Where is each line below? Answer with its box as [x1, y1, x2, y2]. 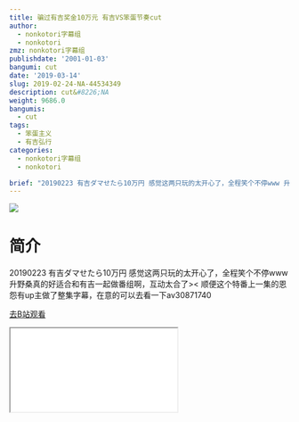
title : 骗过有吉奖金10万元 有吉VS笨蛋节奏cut [9, 12, 162, 22]
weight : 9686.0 [9, 95, 66, 105]
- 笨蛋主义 [17, 129, 53, 138]
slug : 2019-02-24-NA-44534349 [9, 79, 122, 88]
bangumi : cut [9, 63, 58, 72]
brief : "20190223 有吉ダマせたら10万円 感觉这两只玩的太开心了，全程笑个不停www [9, 178, 280, 187]
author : [9, 21, 38, 30]
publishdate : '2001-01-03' [9, 54, 109, 63]
